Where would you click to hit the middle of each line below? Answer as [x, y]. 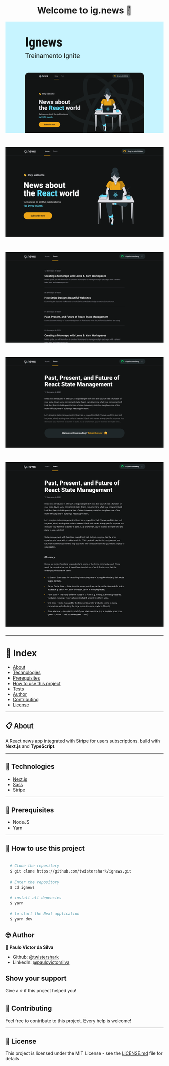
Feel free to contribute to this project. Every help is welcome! [68, 1021]
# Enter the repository [34, 882]
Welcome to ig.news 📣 [84, 10]
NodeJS [21, 822]
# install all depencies [36, 898]
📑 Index [21, 653]
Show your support [36, 978]
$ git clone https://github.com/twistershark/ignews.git [71, 871]
